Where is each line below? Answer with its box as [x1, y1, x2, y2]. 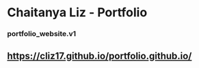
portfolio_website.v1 [7, 29, 77, 39]
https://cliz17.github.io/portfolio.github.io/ [7, 50, 192, 62]
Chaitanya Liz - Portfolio [7, 5, 148, 20]
